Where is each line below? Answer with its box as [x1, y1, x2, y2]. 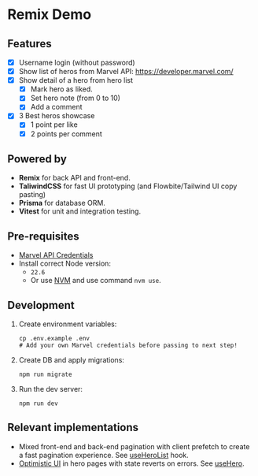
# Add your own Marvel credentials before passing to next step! [18, 341, 238, 349]
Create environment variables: [18, 319, 117, 329]
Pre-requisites [7, 229, 79, 243]
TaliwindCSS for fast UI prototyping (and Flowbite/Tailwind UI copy [18, 181, 238, 191]
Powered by [7, 152, 68, 165]
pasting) [18, 190, 46, 199]
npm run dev [18, 400, 58, 407]
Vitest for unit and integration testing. [18, 206, 142, 216]
